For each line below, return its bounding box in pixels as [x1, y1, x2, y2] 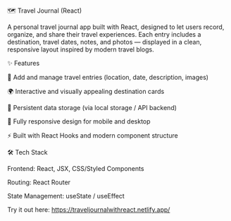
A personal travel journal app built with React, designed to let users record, [7, 23, 225, 31]
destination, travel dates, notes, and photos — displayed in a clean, [7, 38, 202, 46]
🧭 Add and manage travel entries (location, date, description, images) [7, 73, 209, 81]
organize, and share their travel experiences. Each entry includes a [7, 30, 201, 38]
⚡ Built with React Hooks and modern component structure [7, 131, 178, 140]
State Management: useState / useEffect [7, 192, 125, 200]
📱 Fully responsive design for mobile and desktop [7, 117, 151, 126]
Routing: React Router [7, 178, 71, 186]
